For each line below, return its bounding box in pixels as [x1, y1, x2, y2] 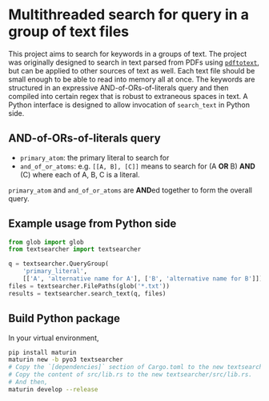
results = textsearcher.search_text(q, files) [8, 289, 167, 297]
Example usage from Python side [8, 217, 177, 231]
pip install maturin [8, 348, 78, 356]
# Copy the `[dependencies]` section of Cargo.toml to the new [8, 363, 224, 371]
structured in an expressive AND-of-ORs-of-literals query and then [8, 82, 229, 93]
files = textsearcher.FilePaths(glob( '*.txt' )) [8, 282, 171, 290]
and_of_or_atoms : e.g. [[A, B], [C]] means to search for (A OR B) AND [19, 161, 255, 171]
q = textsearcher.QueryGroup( [8, 260, 110, 268]
